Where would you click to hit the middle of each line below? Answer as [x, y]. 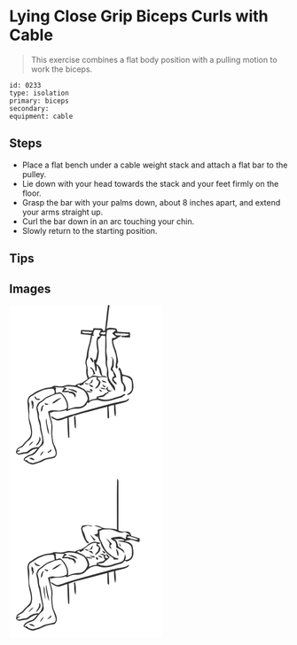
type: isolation [39, 93]
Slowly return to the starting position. [90, 230]
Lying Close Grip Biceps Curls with [139, 16]
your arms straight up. [63, 212]
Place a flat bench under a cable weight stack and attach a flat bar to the [155, 165]
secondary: [29, 108]
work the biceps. [62, 69]
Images [30, 288]
